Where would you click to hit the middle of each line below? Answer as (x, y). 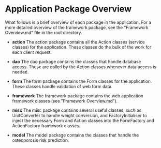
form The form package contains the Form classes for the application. (82, 81)
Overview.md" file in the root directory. (44, 32)
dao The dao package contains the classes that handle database (76, 61)
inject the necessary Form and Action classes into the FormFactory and (83, 120)
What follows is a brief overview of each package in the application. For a (78, 22)
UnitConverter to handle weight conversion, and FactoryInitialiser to (79, 115)
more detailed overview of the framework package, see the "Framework (77, 27)
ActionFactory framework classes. (46, 126)
